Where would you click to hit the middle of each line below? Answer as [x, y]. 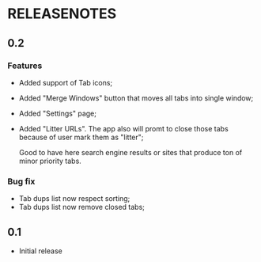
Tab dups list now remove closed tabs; [82, 207]
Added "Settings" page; [57, 113]
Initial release [40, 251]
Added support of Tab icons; [66, 82]
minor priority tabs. [50, 161]
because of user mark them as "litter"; [81, 137]
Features [25, 66]
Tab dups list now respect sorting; [74, 199]
